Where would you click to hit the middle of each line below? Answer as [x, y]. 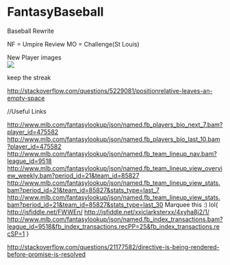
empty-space [26, 98]
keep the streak [29, 77]
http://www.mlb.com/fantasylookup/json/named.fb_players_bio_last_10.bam [114, 139]
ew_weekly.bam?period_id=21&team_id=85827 [73, 175]
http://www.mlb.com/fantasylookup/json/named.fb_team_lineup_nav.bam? [112, 153]
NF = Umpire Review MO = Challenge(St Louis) [73, 44]
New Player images [34, 57]
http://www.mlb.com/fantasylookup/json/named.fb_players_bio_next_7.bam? [115, 125]
